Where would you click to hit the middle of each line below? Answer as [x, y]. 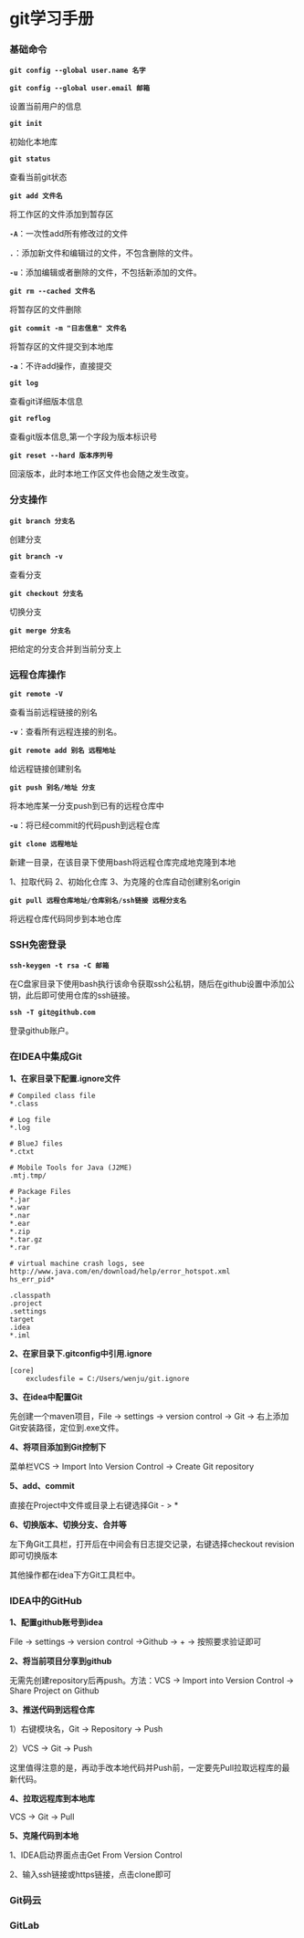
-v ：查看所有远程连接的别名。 [66, 732]
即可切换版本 [33, 1555]
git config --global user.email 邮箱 [80, 89]
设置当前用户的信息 [46, 107]
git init [26, 124]
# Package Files [40, 1191]
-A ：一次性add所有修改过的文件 [69, 234]
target [22, 1319]
